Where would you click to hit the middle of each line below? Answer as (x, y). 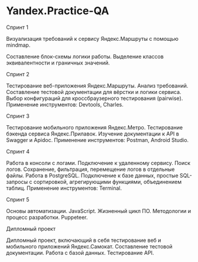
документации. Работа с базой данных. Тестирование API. (80, 253)
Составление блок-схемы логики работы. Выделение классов (85, 56)
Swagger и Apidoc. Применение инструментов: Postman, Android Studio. (98, 140)
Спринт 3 (18, 116)
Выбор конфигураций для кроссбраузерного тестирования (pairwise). (95, 98)
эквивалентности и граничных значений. (58, 63)
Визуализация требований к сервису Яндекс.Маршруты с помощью (92, 38)
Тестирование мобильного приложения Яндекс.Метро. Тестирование (95, 127)
